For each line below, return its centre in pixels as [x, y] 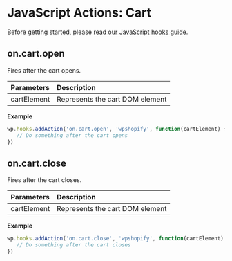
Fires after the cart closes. [45, 180]
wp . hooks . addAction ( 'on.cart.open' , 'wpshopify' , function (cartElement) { [117, 129]
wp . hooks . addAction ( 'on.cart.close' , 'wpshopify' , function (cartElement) [116, 239]
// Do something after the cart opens [72, 135]
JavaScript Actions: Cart [79, 13]
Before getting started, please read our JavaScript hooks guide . [98, 32]
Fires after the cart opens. [44, 70]
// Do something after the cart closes [74, 245]
